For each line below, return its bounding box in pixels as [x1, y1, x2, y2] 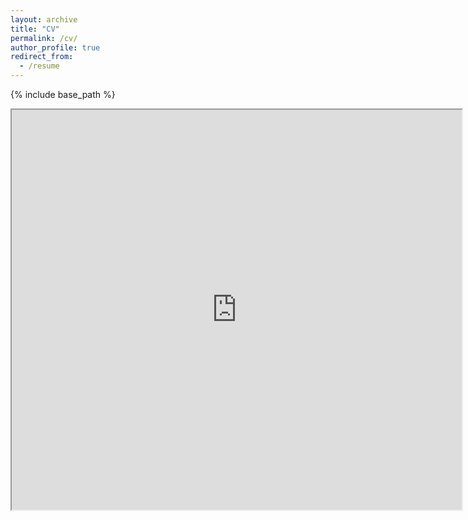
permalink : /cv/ [10, 33, 78, 43]
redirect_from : [10, 52, 74, 62]
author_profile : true [10, 42, 101, 53]
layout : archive [10, 14, 78, 25]
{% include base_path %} [10, 89, 116, 100]
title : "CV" [10, 24, 60, 34]
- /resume [19, 61, 60, 71]
